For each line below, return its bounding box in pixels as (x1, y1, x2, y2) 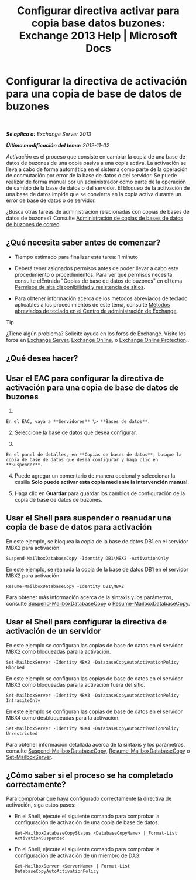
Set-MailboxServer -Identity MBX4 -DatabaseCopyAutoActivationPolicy (6, 726, 180, 731)
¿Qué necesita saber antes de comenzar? (6, 238, 161, 248)
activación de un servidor (6, 626, 101, 636)
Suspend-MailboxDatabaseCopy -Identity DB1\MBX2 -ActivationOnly (6, 555, 169, 562)
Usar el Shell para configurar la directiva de (6, 617, 167, 627)
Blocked (6, 664, 25, 670)
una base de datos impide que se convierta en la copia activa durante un (6, 190, 181, 197)
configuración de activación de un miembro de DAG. (14, 852, 142, 859)
